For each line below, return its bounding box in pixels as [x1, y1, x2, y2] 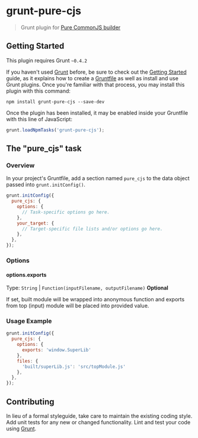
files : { [17, 358, 39, 364]
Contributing [6, 396, 55, 407]
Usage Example [6, 317, 52, 325]
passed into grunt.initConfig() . [6, 181, 86, 188]
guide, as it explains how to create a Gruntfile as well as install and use [6, 74, 179, 81]
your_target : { [17, 220, 55, 226]
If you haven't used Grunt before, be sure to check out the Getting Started [6, 68, 187, 75]
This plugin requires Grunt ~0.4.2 [6, 56, 88, 64]
